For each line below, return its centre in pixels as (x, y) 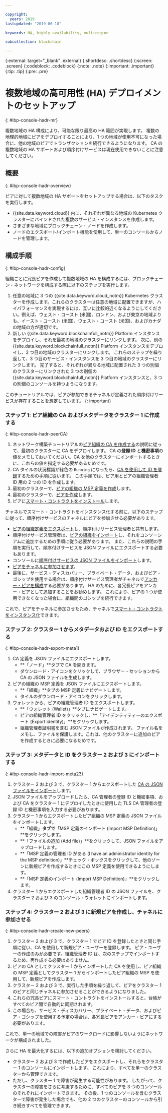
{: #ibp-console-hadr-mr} (32, 120)
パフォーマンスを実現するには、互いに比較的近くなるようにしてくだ (87, 308)
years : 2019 (22, 19)
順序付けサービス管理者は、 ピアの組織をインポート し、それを (76, 535)
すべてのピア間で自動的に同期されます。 (54, 1004)
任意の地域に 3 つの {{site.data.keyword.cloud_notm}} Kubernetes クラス (88, 295)
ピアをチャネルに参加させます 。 (45, 566)
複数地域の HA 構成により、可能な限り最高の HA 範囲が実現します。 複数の (82, 131)
